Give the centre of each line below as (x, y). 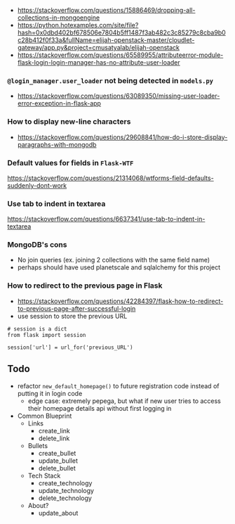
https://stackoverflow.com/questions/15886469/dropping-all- (106, 10)
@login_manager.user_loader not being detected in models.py (110, 80)
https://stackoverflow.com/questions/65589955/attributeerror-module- (120, 55)
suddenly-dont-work (37, 185)
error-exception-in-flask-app (59, 103)
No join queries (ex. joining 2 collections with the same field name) (114, 260)
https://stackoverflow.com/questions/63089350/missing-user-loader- (119, 96)
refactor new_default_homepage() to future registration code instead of (118, 385)
